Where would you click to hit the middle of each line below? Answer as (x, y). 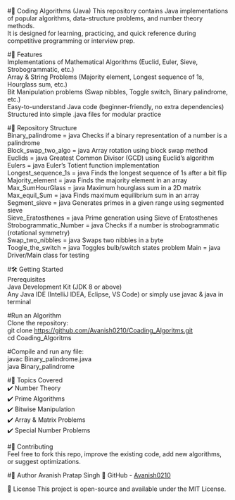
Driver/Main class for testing (48, 255)
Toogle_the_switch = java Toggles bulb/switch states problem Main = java (114, 248)
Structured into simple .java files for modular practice (84, 114)
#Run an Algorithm (34, 315)
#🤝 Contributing (30, 446)
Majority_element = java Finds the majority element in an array (97, 180)
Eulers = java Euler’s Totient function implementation (83, 165)
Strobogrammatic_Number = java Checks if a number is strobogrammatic (113, 225)
